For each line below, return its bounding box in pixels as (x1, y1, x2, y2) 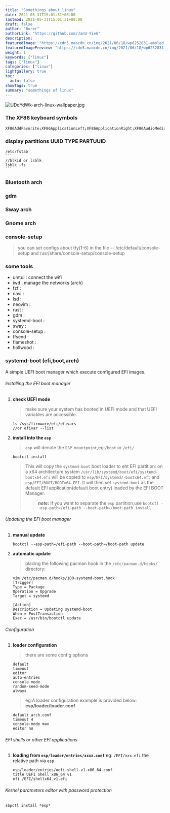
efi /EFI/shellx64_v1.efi (12, 776, 67, 781)
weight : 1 (5, 50, 26, 55)
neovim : (12, 301, 31, 307)
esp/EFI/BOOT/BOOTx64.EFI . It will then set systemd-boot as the (25, 479, 154, 485)
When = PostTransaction (12, 611, 63, 616)
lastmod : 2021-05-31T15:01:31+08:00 (5, 17, 82, 22)
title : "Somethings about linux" (5, 7, 76, 13)
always (12, 689, 27, 694)
